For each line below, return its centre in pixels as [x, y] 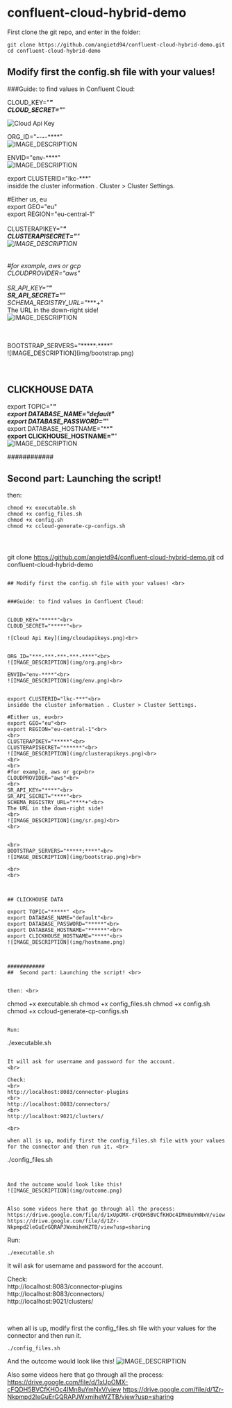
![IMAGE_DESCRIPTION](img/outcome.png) [65, 1191]
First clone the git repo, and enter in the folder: [74, 32]
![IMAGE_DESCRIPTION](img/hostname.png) [67, 942]
